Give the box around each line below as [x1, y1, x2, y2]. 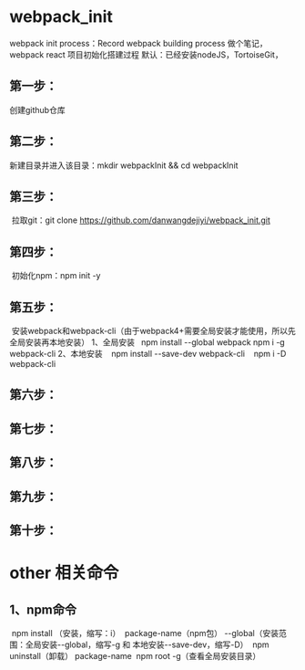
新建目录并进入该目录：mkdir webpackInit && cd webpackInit [9, 160, 239, 171]
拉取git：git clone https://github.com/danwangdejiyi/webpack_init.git [11, 215, 271, 225]
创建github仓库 [9, 104, 66, 115]
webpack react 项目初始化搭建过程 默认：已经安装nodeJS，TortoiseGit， [9, 48, 284, 60]
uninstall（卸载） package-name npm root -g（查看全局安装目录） [9, 650, 261, 661]
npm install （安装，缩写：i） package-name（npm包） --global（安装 [11, 627, 280, 638]
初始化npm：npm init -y [11, 270, 101, 281]
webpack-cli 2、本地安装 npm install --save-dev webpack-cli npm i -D [9, 349, 287, 359]
